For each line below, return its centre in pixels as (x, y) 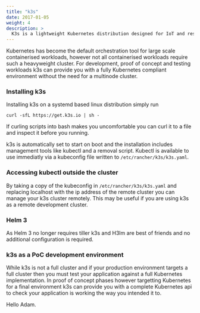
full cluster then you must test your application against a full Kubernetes (94, 274)
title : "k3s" (22, 12)
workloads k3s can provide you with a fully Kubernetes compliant (86, 70)
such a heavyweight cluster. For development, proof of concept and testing (99, 64)
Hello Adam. (21, 305)
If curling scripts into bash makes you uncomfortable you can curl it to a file (99, 126)
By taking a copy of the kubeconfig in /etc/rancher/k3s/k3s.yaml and (91, 185)
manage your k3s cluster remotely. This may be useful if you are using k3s (98, 198)
